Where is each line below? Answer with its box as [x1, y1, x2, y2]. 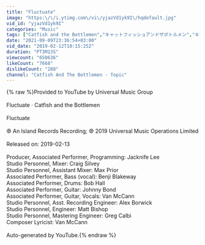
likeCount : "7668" [6, 60, 53, 66]
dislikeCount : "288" [6, 66, 59, 72]
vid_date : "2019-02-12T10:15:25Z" [6, 43, 95, 50]
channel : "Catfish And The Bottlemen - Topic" [6, 72, 127, 78]
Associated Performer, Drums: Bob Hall [6, 179, 105, 187]
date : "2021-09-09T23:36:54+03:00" [6, 37, 97, 43]
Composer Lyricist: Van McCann [6, 219, 88, 226]
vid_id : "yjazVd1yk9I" [6, 20, 64, 26]
